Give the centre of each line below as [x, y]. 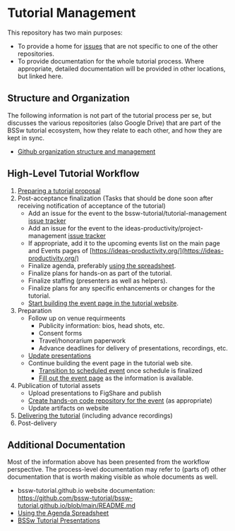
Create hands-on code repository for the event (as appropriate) [120, 401]
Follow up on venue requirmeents [77, 318]
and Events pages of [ [60, 250]
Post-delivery [37, 423]
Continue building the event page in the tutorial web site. [110, 363]
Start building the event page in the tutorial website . [103, 303]
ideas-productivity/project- [164, 228]
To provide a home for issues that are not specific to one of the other [118, 46]
